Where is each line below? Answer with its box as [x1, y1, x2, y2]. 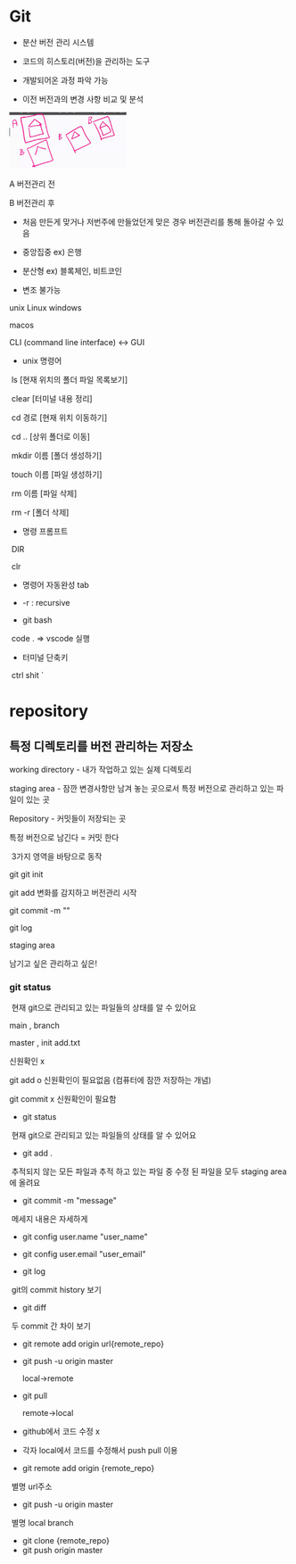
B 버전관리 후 [9, 197, 55, 208]
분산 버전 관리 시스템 [21, 37, 95, 47]
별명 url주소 [11, 1481, 53, 1492]
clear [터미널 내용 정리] [11, 393, 93, 403]
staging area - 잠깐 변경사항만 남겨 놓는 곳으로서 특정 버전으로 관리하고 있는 [9, 782, 275, 793]
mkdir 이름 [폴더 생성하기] [11, 450, 103, 460]
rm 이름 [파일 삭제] [11, 488, 78, 499]
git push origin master [21, 1545, 103, 1556]
